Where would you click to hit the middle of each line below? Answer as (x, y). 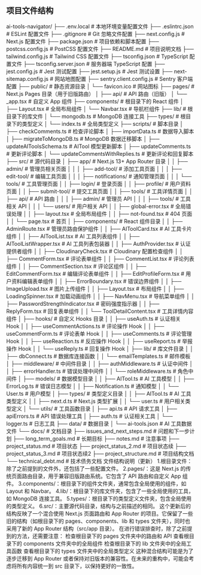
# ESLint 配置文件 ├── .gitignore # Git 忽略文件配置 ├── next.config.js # (96, 34)
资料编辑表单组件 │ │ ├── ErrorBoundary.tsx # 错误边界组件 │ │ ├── (96, 281)
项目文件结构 (30, 11)
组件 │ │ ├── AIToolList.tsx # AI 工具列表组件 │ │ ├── (73, 236)
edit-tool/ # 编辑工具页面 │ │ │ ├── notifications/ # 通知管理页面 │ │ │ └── (99, 176)
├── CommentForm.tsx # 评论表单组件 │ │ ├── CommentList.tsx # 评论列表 (100, 258)
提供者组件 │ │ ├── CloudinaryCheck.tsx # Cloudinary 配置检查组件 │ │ (95, 251)
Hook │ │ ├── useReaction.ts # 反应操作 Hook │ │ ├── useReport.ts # (94, 341)
